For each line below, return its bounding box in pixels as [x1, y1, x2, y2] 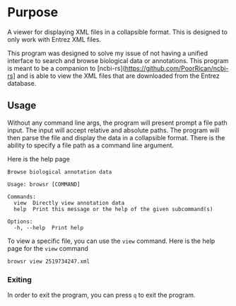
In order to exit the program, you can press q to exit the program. [7, 290, 196, 299]
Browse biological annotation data [7, 168, 112, 176]
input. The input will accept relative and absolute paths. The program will [7, 125, 220, 135]
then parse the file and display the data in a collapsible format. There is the [7, 133, 225, 142]
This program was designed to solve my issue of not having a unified [7, 49, 208, 57]
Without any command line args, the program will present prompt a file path [7, 118, 228, 127]
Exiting [7, 274, 32, 284]
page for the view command [7, 244, 88, 252]
